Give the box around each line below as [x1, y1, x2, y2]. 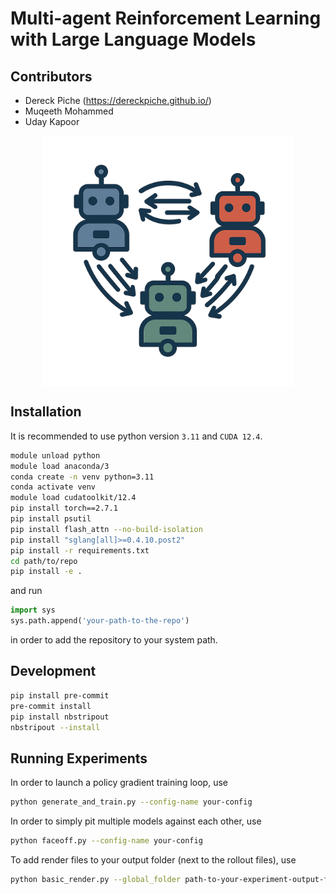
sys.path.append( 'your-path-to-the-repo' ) [10, 616, 190, 626]
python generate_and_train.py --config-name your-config [10, 797, 253, 807]
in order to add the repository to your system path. [10, 634, 218, 646]
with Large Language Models [10, 28, 257, 51]
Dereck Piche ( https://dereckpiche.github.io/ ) [24, 95, 212, 106]
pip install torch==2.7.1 [10, 503, 118, 514]
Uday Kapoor [24, 116, 80, 127]
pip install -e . [10, 567, 83, 577]
